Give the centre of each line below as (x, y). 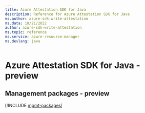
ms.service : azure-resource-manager (42, 37)
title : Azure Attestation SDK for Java (46, 9)
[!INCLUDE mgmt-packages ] (34, 105)
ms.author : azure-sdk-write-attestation (47, 19)
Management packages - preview (57, 94)
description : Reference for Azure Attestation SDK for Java (68, 14)
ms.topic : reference (26, 32)
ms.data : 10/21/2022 (26, 23)
